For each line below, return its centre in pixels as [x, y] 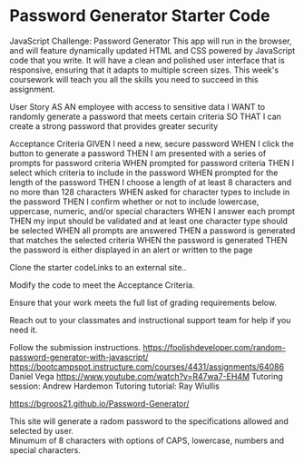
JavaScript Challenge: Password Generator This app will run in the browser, [151, 41]
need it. [24, 330]
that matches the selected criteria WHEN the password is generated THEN [148, 240]
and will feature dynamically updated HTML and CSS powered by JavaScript [152, 50]
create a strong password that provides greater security [114, 126]
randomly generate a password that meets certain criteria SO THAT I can [145, 116]
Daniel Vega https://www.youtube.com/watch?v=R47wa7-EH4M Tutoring [146, 376]
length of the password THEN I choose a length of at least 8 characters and [151, 182]
